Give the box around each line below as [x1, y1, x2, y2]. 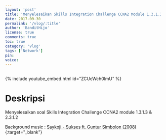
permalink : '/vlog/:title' [5, 21, 61, 26]
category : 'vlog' [5, 44, 41, 49]
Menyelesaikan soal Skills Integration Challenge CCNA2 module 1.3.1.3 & [5, 109, 152, 115]
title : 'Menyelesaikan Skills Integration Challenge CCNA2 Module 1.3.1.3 [5, 12, 163, 17]
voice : [5, 57, 19, 62]
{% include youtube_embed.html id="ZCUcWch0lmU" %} [5, 76, 122, 82]
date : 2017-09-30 [5, 16, 41, 21]
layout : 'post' [5, 7, 37, 12]
